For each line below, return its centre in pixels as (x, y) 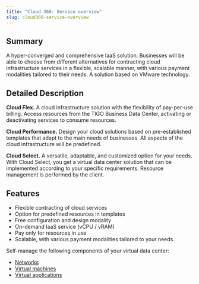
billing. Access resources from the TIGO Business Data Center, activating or (99, 114)
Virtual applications (38, 274)
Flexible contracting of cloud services (61, 207)
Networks (27, 262)
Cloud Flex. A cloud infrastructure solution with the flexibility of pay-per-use (99, 108)
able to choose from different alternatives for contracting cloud (83, 62)
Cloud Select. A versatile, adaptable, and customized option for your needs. (99, 156)
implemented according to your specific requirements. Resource (85, 168)
